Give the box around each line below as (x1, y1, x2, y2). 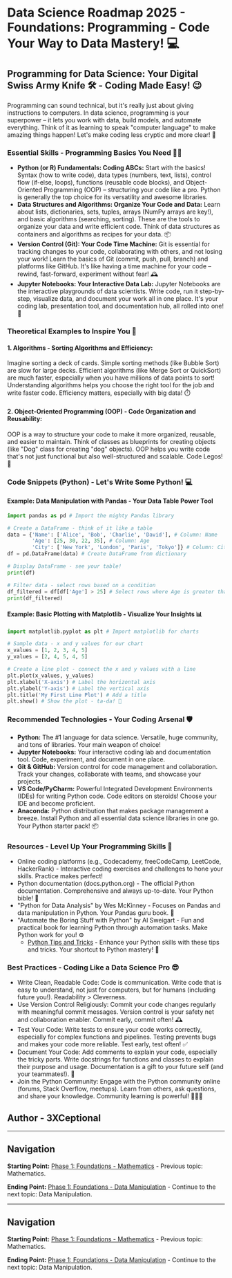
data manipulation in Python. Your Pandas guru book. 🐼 (17, 908, 175, 917)
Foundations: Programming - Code (7, 19, 211, 35)
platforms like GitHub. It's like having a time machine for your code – (17, 262, 212, 270)
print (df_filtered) (7, 595, 64, 602)
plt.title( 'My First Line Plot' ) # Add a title (7, 692, 147, 698)
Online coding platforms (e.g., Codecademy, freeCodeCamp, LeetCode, (17, 857, 222, 865)
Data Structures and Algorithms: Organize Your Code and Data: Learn (17, 201, 221, 209)
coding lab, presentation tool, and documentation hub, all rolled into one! (17, 302, 224, 311)
